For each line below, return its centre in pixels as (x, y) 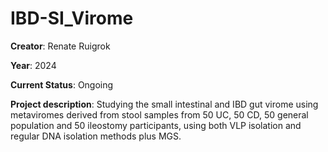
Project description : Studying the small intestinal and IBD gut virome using (164, 104)
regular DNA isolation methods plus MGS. (96, 136)
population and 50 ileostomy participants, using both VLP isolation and (156, 125)
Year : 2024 (33, 65)
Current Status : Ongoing (62, 84)
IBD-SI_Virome (72, 18)
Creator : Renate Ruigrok (60, 46)
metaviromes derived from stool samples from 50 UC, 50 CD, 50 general (159, 114)
